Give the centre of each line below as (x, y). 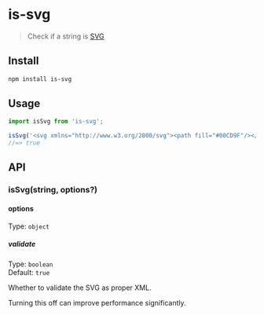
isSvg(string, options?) (53, 190)
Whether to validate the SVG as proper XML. (80, 288)
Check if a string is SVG (66, 36)
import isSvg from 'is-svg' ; (56, 122)
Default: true (29, 272)
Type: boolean (31, 264)
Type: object (29, 226)
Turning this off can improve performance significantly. (97, 302)
